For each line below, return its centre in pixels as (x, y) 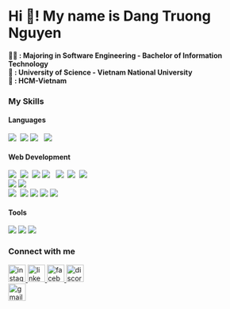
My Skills (26, 101)
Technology (29, 63)
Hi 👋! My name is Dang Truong (110, 16)
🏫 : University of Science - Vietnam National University (100, 72)
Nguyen (35, 33)
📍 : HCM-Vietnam (38, 80)
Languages (27, 120)
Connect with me (42, 251)
